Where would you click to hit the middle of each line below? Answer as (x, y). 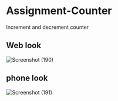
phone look (27, 78)
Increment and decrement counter (48, 27)
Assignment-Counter (59, 11)
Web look (24, 46)
